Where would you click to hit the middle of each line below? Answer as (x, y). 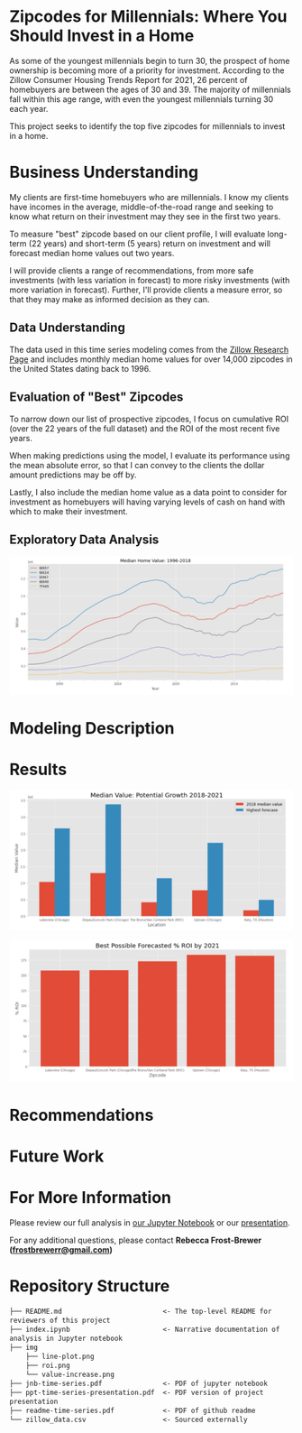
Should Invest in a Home (102, 36)
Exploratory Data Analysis (84, 539)
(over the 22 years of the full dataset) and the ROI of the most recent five (145, 428)
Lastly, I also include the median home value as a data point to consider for (148, 492)
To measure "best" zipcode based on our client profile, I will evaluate (137, 234)
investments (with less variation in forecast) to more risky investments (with (150, 280)
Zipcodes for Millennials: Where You (148, 17)
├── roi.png (48, 1365)
